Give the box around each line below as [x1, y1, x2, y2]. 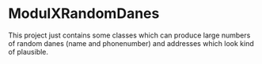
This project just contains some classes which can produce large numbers [8, 30, 251, 40]
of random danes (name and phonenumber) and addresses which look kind [8, 38, 255, 48]
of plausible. [8, 47, 49, 56]
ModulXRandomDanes [8, 5, 160, 23]
